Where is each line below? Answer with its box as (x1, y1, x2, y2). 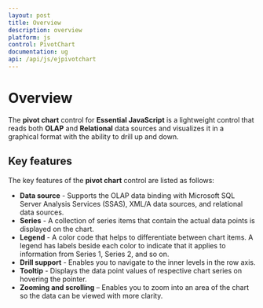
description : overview (8, 26, 82, 34)
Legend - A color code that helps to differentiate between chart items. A (19, 233, 254, 242)
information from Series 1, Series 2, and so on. (19, 249, 170, 258)
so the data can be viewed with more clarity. (19, 291, 163, 300)
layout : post (8, 11, 51, 20)
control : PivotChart (8, 41, 76, 49)
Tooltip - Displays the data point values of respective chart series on (19, 266, 242, 275)
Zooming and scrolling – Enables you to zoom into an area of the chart (19, 282, 250, 291)
